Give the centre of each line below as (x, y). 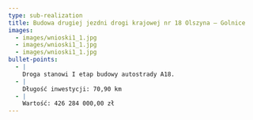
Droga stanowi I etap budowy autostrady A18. (99, 74)
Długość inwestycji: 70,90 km (72, 89)
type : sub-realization (45, 15)
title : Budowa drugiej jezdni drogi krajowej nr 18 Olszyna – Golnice (127, 23)
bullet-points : (33, 60)
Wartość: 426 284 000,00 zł (68, 103)
